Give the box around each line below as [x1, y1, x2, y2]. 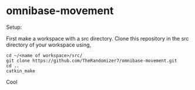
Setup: [6, 24, 22, 31]
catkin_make [6, 68, 35, 74]
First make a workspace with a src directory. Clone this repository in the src [6, 35, 189, 42]
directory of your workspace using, [6, 41, 92, 48]
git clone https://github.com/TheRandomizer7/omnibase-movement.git [6, 58, 177, 64]
